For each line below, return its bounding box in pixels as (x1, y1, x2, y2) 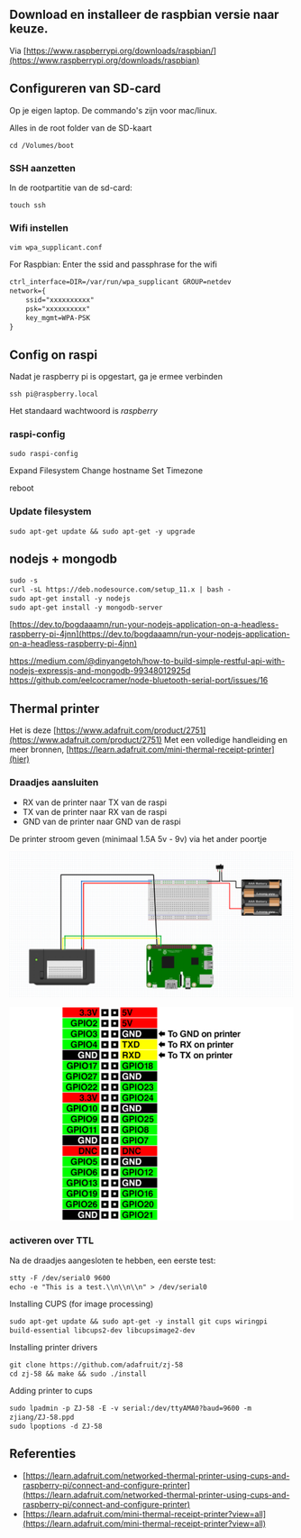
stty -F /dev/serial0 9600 (9, 1273, 111, 1283)
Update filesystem (9, 505, 92, 517)
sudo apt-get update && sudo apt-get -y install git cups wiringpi (9, 1316, 269, 1326)
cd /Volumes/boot (9, 141, 75, 150)
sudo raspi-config (9, 450, 78, 459)
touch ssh (9, 200, 47, 210)
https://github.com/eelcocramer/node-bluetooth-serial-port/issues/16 (9, 675, 269, 686)
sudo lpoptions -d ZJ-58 (9, 1422, 103, 1431)
